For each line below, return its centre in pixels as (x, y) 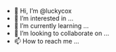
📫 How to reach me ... (46, 41)
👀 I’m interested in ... (44, 18)
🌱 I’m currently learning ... (51, 26)
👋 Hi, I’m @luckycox (43, 11)
